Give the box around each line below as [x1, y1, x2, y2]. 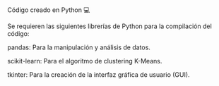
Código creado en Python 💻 [7, 6, 90, 14]
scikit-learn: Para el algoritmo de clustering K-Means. [7, 57, 162, 65]
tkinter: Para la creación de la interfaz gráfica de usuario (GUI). [7, 70, 190, 79]
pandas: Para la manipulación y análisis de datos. [7, 43, 150, 51]
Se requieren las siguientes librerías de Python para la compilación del [7, 22, 212, 30]
